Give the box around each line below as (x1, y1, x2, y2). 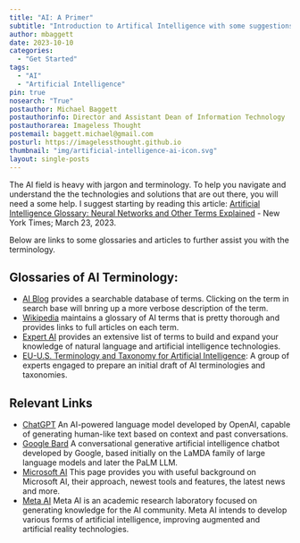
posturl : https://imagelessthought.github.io (9, 138, 181, 147)
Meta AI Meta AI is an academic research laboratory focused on (21, 496, 257, 506)
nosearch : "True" (9, 96, 74, 106)
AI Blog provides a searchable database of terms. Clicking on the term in (21, 293, 289, 304)
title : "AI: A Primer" (9, 13, 94, 22)
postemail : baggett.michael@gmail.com (9, 130, 154, 139)
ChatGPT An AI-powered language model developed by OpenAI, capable (21, 420, 291, 430)
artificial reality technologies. (21, 524, 129, 535)
